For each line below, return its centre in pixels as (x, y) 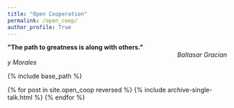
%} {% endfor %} (60, 97)
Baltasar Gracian (202, 55)
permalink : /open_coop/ (43, 21)
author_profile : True (39, 27)
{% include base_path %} (45, 76)
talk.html (20, 97)
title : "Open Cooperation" (47, 14)
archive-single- (190, 90)
